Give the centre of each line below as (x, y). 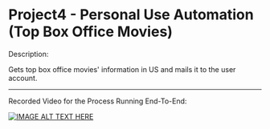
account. (23, 78)
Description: (29, 54)
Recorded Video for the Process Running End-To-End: (98, 101)
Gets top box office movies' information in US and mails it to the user (122, 69)
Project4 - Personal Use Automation (131, 15)
